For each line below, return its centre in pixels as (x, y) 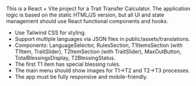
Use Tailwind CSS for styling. (50, 33)
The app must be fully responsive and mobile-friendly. (81, 77)
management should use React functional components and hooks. (87, 21)
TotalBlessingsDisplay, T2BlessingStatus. (65, 58)
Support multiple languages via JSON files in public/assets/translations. (102, 39)
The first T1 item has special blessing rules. (67, 64)
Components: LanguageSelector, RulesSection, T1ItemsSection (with (99, 45)
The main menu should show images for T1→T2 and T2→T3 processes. (102, 70)
